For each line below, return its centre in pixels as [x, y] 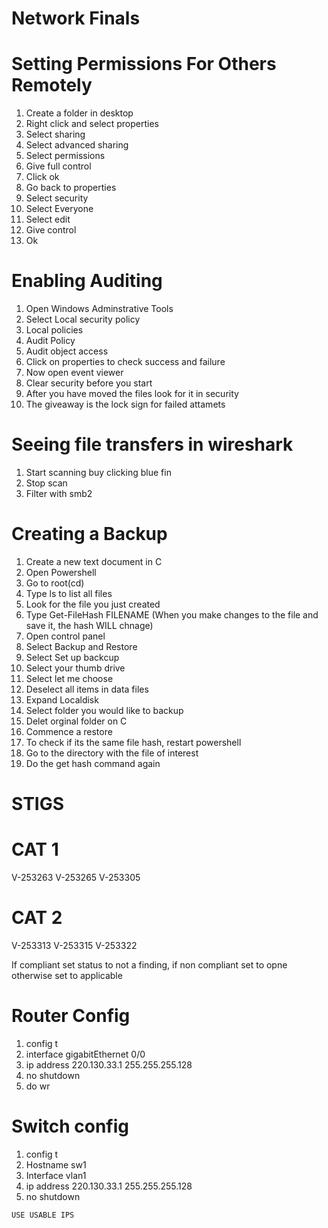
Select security [57, 198]
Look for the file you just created [93, 604]
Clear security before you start [89, 383]
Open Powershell [61, 572]
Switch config [70, 1126]
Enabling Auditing [87, 281]
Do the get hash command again [93, 763]
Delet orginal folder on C [76, 721]
